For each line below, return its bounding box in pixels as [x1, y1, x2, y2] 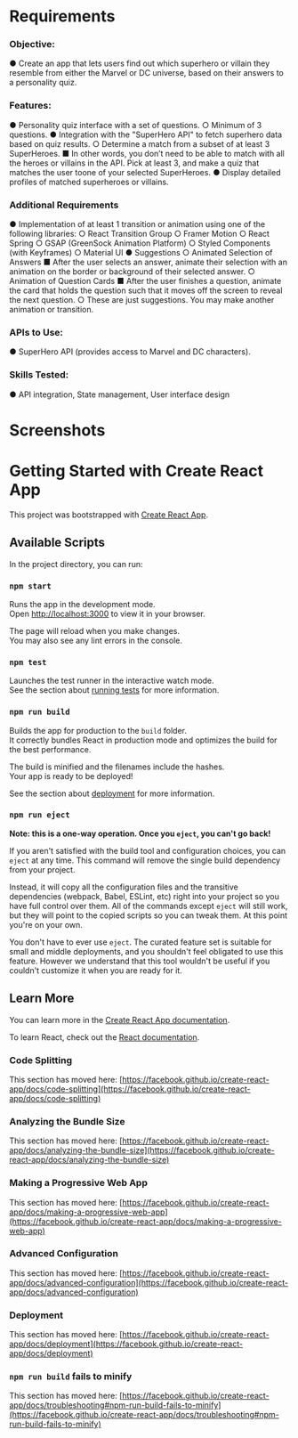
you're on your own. [9, 919, 83, 930]
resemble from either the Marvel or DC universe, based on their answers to [9, 68, 285, 78]
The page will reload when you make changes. [9, 625, 181, 636]
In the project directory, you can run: [9, 558, 143, 569]
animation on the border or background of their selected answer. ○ [9, 266, 255, 277]
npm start [9, 581, 52, 591]
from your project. [9, 864, 76, 874]
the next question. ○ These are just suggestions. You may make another [9, 295, 275, 305]
